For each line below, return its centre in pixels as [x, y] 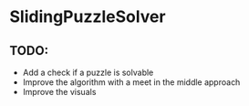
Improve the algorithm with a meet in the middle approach [131, 82]
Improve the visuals [59, 92]
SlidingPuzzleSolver [88, 17]
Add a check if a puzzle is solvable [88, 72]
